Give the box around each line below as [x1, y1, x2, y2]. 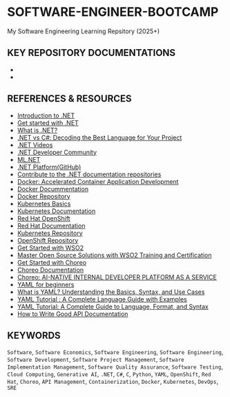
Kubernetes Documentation [17, 207, 96, 215]
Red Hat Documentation [17, 221, 86, 230]
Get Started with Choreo [17, 258, 87, 266]
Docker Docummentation [17, 185, 88, 193]
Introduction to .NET [17, 111, 75, 120]
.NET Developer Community [17, 148, 97, 156]
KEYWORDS [7, 329, 61, 341]
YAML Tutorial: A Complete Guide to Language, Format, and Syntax [17, 302, 209, 311]
